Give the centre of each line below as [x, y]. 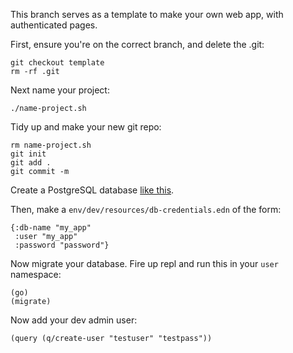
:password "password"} [62, 245]
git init [28, 154]
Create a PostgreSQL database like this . [92, 190]
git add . [31, 163]
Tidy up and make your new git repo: [86, 127]
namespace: [36, 274]
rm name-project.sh [51, 145]
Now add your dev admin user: [74, 320]
